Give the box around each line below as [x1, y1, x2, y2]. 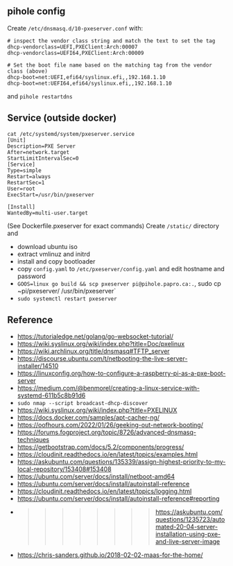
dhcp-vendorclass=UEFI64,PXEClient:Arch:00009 [7, 49, 144, 56]
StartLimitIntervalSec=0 [7, 155, 79, 162]
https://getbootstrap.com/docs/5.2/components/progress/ [17, 443, 184, 452]
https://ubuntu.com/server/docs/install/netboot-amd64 [17, 472, 175, 481]
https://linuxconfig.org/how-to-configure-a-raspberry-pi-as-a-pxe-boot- [17, 369, 226, 377]
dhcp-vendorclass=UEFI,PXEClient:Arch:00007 [7, 43, 138, 51]
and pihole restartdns [7, 92, 73, 100]
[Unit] [7, 137, 26, 144]
